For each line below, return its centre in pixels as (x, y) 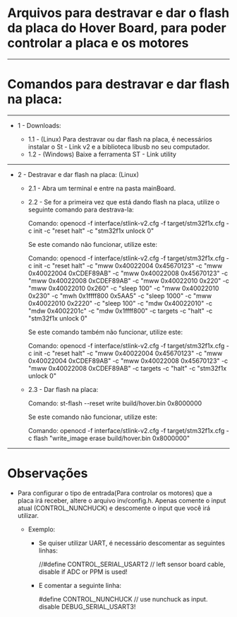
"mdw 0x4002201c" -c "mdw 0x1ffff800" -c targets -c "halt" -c (120, 311)
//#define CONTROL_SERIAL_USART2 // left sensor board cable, (132, 564)
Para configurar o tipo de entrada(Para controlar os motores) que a (115, 492)
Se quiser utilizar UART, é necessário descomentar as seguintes (132, 543)
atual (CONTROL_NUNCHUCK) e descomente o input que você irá (114, 508)
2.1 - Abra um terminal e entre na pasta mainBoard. (102, 188)
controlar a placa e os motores (98, 43)
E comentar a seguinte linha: (80, 585)
